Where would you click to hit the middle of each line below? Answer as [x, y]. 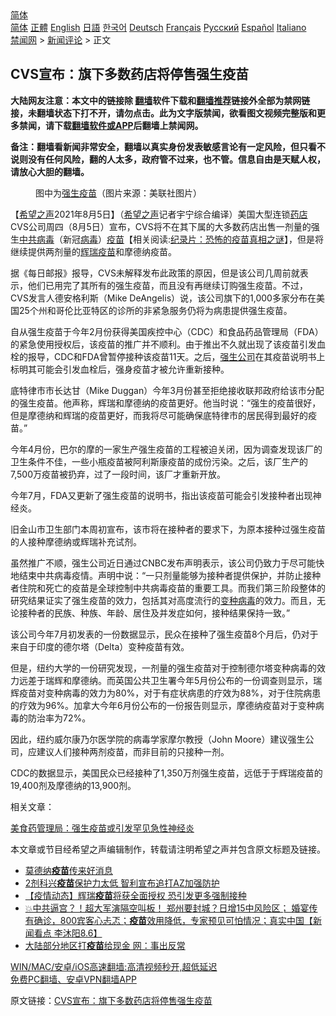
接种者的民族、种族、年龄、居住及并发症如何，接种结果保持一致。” [154, 613]
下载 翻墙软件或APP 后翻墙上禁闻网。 [128, 125]
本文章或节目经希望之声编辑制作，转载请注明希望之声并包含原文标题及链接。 [168, 849]
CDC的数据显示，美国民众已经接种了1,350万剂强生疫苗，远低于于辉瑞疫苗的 [166, 773]
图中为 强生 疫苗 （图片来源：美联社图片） [118, 193]
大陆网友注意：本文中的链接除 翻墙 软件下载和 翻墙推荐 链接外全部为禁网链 [160, 100]
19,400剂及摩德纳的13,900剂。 [73, 785]
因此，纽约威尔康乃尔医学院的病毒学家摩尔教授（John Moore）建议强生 [158, 739]
